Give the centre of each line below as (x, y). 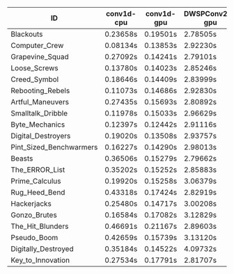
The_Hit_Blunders (40, 226)
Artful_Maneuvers (40, 102)
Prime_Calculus (36, 181)
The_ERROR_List (38, 170)
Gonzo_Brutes (34, 215)
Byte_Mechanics (38, 124)
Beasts (22, 158)
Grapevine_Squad (40, 57)
